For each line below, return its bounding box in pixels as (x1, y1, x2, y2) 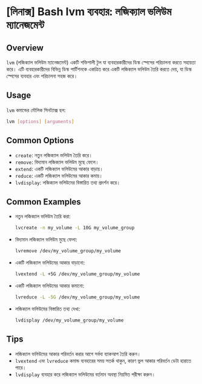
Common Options (6, 135, 74, 146)
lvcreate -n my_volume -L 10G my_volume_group (15, 225, 135, 231)
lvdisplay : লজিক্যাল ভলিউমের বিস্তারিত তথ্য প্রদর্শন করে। (15, 178, 121, 186)
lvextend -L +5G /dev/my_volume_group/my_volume (15, 271, 140, 277)
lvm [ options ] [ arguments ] (6, 118, 74, 124)
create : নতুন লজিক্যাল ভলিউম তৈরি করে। (15, 151, 93, 159)
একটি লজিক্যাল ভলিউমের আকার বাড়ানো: (15, 259, 85, 266)
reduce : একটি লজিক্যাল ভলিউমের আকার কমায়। (15, 172, 103, 179)
